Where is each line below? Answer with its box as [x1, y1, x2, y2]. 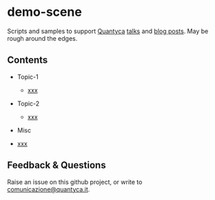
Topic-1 [17, 72, 39, 81]
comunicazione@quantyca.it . [7, 185, 90, 193]
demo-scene [7, 4, 83, 20]
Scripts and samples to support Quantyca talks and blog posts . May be [7, 27, 209, 35]
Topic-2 [17, 99, 40, 108]
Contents [7, 54, 48, 66]
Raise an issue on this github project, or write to [7, 177, 143, 186]
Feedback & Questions [7, 159, 106, 171]
